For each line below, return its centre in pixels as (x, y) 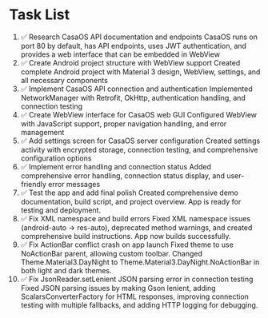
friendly (34, 184)
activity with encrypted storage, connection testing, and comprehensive (139, 149)
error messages (74, 184)
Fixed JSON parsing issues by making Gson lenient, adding (118, 288)
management (42, 132)
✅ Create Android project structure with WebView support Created (130, 62)
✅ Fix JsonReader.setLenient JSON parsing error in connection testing (137, 279)
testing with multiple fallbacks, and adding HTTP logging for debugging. (139, 304)
